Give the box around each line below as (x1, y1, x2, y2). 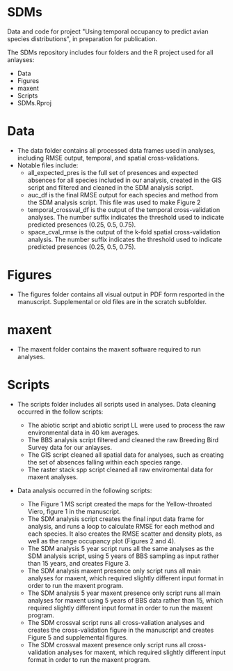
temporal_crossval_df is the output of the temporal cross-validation (27, 205, 220, 213)
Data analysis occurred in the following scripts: (17, 486, 152, 495)
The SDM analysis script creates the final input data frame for (27, 514, 204, 523)
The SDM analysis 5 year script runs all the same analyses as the (27, 544, 214, 552)
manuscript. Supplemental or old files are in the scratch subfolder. (17, 297, 207, 306)
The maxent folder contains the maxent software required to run (17, 345, 202, 353)
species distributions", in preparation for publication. (7, 34, 158, 43)
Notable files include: (17, 161, 79, 169)
